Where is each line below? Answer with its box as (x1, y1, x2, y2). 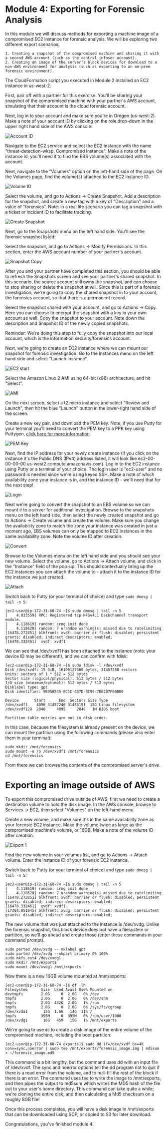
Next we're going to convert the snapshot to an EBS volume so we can (5, 501, 150, 507)
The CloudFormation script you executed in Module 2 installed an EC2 (5, 77, 149, 83)
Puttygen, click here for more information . (5, 430, 91, 436)
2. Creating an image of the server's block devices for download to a (5, 60, 157, 65)
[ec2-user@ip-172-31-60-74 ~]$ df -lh (5, 982, 86, 988)
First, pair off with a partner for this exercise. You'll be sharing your (5, 92, 143, 98)
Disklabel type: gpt (5, 685, 48, 690)
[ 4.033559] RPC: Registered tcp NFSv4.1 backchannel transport (5, 613, 149, 618)
